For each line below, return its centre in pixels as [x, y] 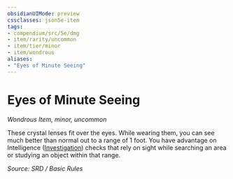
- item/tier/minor [34, 46]
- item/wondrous [31, 53]
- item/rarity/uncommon [42, 40]
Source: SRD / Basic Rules [45, 169]
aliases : [20, 59]
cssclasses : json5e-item [43, 20]
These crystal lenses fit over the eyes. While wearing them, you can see [111, 132]
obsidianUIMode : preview [43, 14]
